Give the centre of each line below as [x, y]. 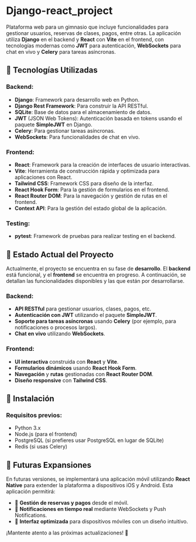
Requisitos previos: [34, 415]
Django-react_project [59, 11]
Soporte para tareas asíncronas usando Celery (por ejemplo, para [95, 321]
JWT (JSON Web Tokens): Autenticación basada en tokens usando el [98, 118]
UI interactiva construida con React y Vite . [66, 361]
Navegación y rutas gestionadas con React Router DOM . [84, 374]
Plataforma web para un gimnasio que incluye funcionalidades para [87, 27]
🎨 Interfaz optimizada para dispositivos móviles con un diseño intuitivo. [101, 522]
